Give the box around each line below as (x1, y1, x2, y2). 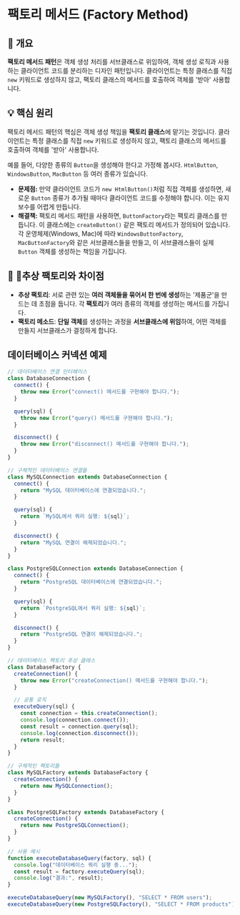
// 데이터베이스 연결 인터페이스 (7, 369, 88, 376)
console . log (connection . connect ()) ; (20, 716, 130, 724)
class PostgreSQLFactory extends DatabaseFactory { (7, 809, 164, 816)
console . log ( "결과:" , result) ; (14, 874, 104, 882)
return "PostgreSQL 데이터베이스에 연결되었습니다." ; (20, 579, 163, 586)
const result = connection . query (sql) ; (20, 723, 139, 730)
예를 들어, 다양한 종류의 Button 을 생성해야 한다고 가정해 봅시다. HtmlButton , (7, 160, 219, 169)
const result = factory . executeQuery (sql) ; (14, 868, 145, 875)
